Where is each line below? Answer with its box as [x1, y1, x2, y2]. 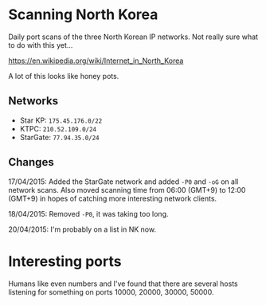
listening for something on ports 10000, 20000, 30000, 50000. [8, 287, 214, 296]
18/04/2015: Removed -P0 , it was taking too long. [8, 209, 169, 218]
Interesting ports [8, 252, 122, 270]
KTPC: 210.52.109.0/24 [19, 123, 97, 133]
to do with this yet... [8, 40, 73, 49]
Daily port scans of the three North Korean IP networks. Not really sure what [8, 32, 259, 41]
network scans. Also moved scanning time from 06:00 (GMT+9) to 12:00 [8, 185, 246, 194]
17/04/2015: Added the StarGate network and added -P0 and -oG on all [8, 177, 239, 186]
